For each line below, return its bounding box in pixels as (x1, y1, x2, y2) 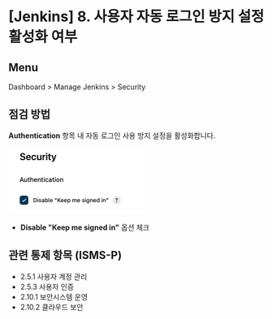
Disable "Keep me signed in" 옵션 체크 (19, 222, 150, 232)
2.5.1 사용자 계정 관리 (19, 271, 88, 281)
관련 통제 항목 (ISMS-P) (8, 248, 123, 262)
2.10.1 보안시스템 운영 (19, 291, 88, 301)
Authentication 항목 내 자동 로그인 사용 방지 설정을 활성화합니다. (8, 131, 216, 140)
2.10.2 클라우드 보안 (19, 302, 84, 312)
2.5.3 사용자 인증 (19, 282, 75, 291)
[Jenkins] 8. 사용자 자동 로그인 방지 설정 (8, 7, 265, 26)
